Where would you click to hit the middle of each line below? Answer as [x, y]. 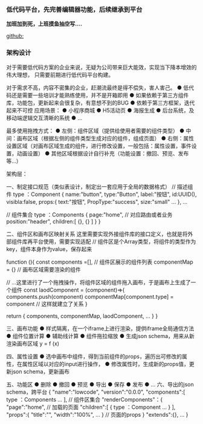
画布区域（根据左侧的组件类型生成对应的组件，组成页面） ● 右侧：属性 [105, 138]
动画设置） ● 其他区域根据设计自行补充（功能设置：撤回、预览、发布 [103, 153]
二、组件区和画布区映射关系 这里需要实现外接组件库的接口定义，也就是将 [97, 233]
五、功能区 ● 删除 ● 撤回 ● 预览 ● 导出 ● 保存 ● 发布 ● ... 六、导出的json [100, 384]
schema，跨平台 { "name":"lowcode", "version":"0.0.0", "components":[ [96, 392]
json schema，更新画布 [40, 371]
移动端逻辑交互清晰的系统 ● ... [44, 118]
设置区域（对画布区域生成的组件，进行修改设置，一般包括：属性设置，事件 [99, 146]
